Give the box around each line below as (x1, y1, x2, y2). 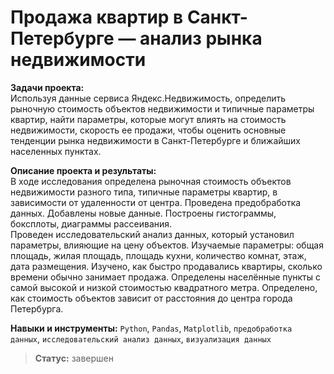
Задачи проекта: (10, 81, 85, 93)
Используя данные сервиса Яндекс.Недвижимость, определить (10, 92, 287, 104)
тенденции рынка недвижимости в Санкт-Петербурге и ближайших (10, 134, 302, 146)
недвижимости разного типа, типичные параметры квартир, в (10, 186, 278, 198)
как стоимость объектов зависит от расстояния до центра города (10, 292, 293, 304)
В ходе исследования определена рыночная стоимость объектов (10, 175, 292, 187)
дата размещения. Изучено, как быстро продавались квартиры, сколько (10, 260, 323, 272)
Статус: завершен (34, 352, 114, 364)
